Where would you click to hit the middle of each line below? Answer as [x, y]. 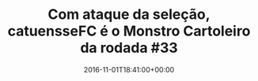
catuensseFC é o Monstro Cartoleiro [129, 31]
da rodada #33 [129, 48]
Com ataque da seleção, [129, 15]
